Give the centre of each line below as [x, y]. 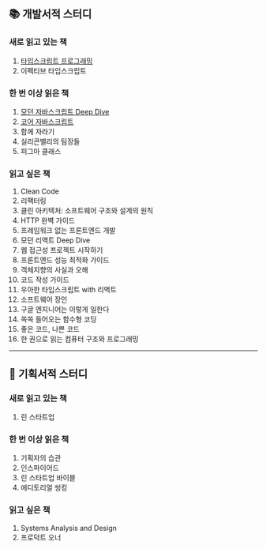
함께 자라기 [37, 131]
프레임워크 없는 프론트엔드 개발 [68, 231]
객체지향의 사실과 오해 [54, 270]
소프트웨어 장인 [44, 299]
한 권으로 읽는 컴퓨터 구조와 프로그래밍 [79, 339]
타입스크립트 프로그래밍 [56, 61]
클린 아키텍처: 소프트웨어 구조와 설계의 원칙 [87, 211]
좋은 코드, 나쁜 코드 [50, 329]
